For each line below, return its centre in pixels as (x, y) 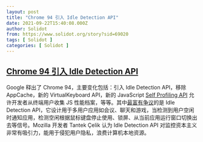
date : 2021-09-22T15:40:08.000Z (47, 23)
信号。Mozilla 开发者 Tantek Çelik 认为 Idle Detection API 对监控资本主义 (107, 125)
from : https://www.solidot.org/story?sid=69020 (68, 34)
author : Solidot (27, 29)
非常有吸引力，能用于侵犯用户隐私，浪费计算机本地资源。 (78, 132)
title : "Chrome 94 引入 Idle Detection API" (62, 18)
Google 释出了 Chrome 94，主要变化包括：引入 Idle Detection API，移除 (96, 87)
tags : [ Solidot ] (29, 40)
